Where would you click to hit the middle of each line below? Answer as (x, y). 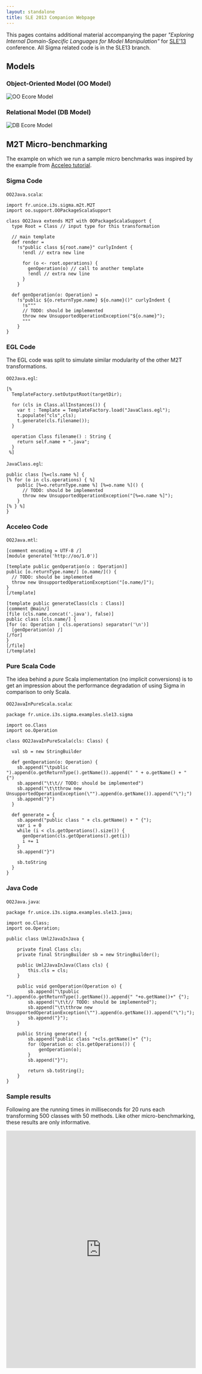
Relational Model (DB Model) (49, 112)
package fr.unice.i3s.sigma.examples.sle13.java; (70, 912)
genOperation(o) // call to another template (86, 268)
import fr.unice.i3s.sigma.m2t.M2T (51, 205)
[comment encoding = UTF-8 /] (44, 551)
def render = (28, 242)
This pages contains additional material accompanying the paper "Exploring (100, 34)
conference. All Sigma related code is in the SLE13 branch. (79, 47)
